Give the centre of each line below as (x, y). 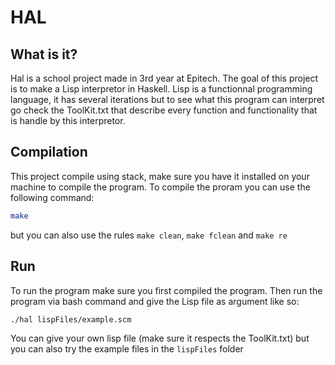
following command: (52, 197)
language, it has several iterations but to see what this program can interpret (167, 99)
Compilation (49, 152)
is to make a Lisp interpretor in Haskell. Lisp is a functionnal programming (161, 89)
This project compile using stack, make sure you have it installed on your (160, 176)
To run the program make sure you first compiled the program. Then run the (166, 290)
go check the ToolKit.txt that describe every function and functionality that (164, 110)
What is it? (44, 54)
